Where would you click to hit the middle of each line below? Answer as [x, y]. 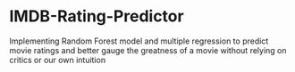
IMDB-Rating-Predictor [97, 16]
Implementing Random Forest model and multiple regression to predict [139, 41]
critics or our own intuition [57, 60]
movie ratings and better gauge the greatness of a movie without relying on [148, 50]
